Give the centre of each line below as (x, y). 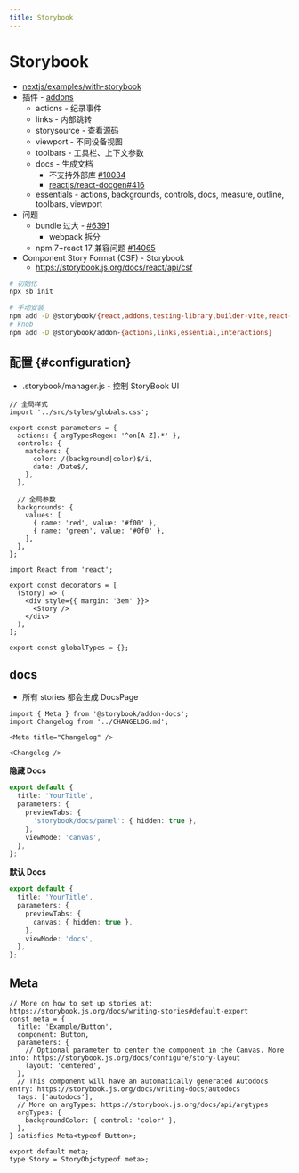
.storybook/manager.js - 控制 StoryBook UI (101, 386)
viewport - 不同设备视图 (79, 141)
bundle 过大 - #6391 (72, 225)
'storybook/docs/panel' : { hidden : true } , (115, 820)
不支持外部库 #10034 (87, 175)
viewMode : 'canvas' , (63, 837)
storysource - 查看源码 (77, 130)
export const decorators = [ (63, 585)
